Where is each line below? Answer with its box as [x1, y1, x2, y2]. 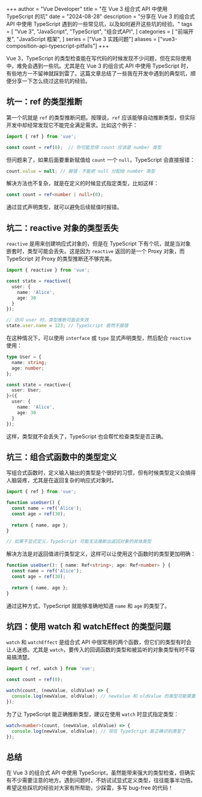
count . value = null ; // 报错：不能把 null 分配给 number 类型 [6, 168, 155, 174]
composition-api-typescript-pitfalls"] [6, 42, 97, 50]
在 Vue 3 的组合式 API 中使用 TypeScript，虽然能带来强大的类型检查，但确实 [6, 769, 195, 776]
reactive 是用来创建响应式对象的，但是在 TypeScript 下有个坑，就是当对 [6, 240, 186, 248]
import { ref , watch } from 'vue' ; [6, 666, 96, 672]
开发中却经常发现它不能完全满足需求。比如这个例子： [6, 121, 138, 129]
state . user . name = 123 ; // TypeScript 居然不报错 [6, 322, 129, 329]
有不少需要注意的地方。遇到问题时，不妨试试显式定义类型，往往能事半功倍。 [6, 776, 196, 784]
